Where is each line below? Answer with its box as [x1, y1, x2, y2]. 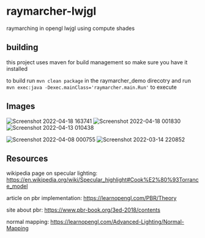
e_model [6, 182, 28, 190]
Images [6, 101, 35, 111]
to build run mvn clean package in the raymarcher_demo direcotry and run [6, 76, 192, 84]
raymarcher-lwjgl [6, 4, 97, 18]
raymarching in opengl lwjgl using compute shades [6, 24, 135, 32]
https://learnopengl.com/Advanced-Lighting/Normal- [50, 218, 185, 226]
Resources [6, 153, 48, 163]
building [6, 42, 39, 53]
